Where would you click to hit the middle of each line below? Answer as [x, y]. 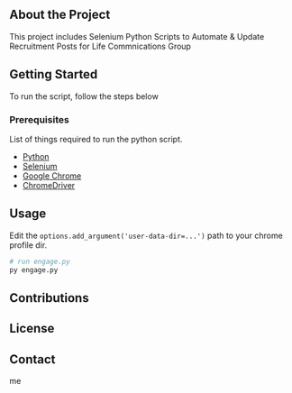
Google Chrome [52, 176]
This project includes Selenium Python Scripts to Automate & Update [137, 36]
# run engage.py [40, 261]
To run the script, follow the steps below [84, 96]
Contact [32, 359]
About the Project [60, 15]
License [32, 329]
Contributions [49, 298]
